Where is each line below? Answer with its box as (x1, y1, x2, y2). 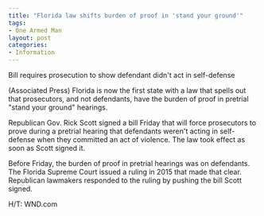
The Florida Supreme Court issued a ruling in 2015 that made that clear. (8, 168, 243, 176)
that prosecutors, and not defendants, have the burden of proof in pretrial (8, 94, 249, 103)
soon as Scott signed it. (8, 144, 86, 152)
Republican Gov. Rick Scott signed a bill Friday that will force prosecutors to (8, 118, 257, 127)
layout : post (8, 33, 52, 42)
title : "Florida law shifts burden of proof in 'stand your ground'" (8, 11, 244, 20)
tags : (8, 19, 26, 27)
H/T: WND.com (8, 199, 58, 209)
